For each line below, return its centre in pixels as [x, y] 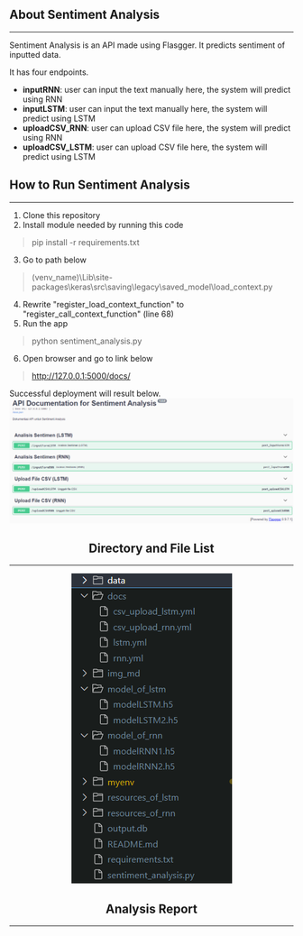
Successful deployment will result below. [85, 393]
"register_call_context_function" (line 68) [98, 314]
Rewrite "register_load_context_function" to [103, 304]
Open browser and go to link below [87, 358]
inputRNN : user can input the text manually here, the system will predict [156, 89]
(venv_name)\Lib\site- [72, 277]
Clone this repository [61, 215]
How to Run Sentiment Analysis [100, 185]
